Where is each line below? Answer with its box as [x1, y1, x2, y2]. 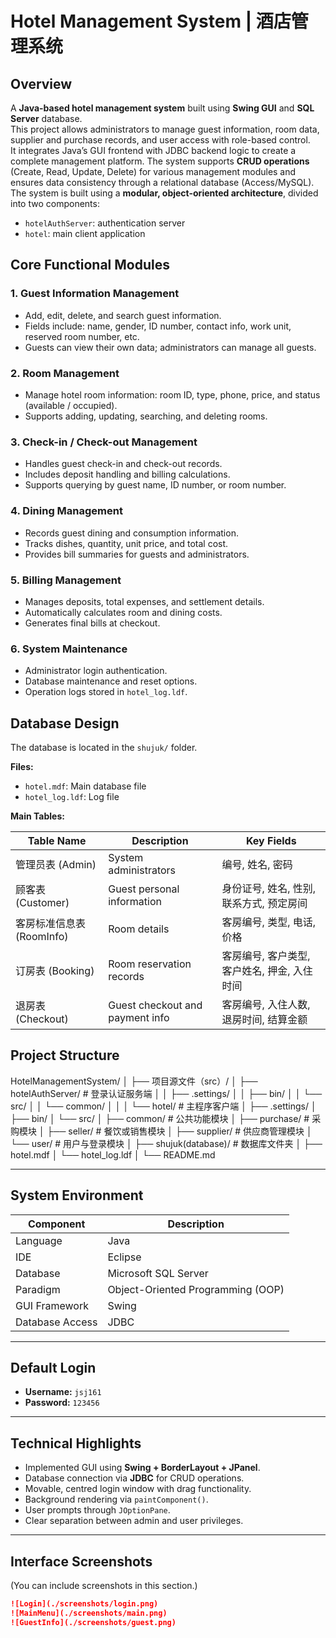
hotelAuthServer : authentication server [24, 217, 186, 229]
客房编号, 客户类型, [221, 948, 311, 962]
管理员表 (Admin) [15, 857, 97, 871]
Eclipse [107, 1250, 142, 1264]
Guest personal [108, 882, 180, 896]
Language [15, 1233, 63, 1247]
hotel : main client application [24, 228, 146, 239]
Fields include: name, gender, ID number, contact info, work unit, [24, 320, 292, 332]
